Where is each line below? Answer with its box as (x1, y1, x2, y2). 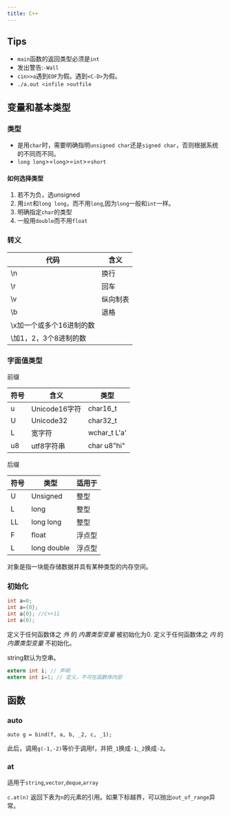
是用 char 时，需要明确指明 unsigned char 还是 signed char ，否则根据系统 (17, 141, 219, 149)
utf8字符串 (31, 441, 65, 451)
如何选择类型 (7, 174, 43, 182)
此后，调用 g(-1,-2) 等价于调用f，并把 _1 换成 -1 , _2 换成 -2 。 (7, 744, 169, 752)
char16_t (87, 403, 117, 413)
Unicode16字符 (31, 404, 81, 414)
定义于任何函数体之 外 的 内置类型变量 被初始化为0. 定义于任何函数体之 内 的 (7, 630, 224, 639)
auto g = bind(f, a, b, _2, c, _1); (7, 731, 112, 739)
